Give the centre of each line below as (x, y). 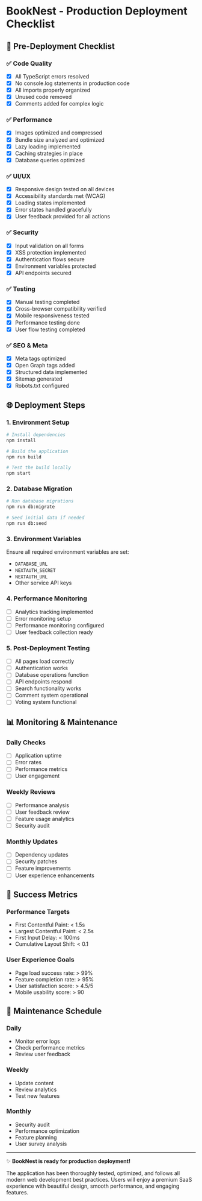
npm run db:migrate (31, 507)
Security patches (36, 861)
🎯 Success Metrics (42, 894)
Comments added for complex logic (59, 104)
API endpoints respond (43, 682)
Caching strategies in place (49, 153)
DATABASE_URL (31, 564)
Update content (34, 1083)
